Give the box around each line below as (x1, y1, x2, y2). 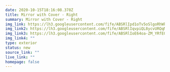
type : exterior (5, 41, 37, 46)
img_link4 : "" (5, 36, 35, 41)
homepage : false (5, 59, 39, 64)
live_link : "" (5, 54, 35, 60)
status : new (5, 45, 30, 50)
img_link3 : (5, 31, 28, 36)
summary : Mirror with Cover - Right (5, 17, 82, 22)
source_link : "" (5, 50, 39, 55)
